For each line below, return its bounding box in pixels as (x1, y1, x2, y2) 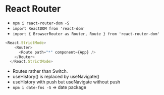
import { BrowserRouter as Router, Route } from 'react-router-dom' (12, 31, 160, 36)
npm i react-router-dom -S (12, 21, 70, 26)
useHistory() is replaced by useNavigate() (12, 74, 100, 80)
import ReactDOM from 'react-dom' (12, 26, 85, 31)
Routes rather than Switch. (12, 68, 68, 74)
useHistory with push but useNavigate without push (12, 79, 121, 85)
